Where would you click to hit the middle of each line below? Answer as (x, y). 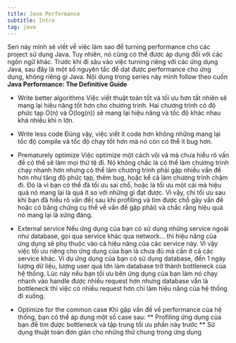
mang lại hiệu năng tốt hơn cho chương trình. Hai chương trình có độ (117, 106)
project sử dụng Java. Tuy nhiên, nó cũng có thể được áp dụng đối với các (115, 54)
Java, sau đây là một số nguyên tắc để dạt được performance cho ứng (109, 69)
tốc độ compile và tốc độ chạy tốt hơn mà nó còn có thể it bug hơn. (115, 142)
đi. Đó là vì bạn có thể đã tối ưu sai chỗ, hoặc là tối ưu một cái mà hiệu (119, 185)
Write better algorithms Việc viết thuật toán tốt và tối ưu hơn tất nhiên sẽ (122, 98)
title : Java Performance (44, 14)
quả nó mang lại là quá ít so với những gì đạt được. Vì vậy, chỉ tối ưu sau (122, 193)
